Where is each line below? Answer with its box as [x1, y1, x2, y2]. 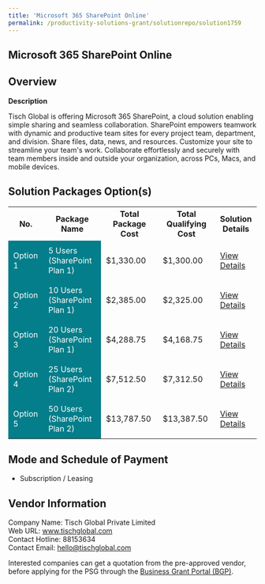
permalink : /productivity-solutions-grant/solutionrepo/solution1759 [8, 19, 242, 27]
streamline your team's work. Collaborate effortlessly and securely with [8, 145, 241, 154]
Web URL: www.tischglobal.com [8, 526, 113, 536]
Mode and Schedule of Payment [8, 453, 169, 466]
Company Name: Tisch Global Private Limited [8, 518, 156, 527]
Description [8, 96, 48, 105]
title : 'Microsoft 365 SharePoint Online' [8, 11, 150, 20]
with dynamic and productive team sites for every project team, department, [8, 128, 256, 138]
